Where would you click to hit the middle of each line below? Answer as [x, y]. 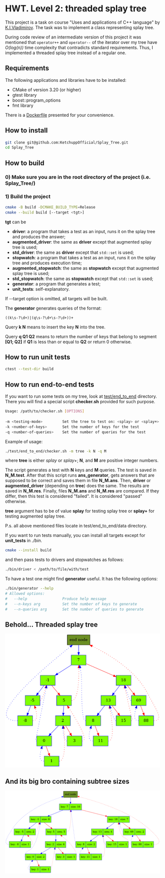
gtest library [24, 95]
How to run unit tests [38, 357]
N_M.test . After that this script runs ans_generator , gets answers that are [80, 475]
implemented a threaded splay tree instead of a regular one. [66, 53]
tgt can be [15, 222]
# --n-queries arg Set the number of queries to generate [74, 609]
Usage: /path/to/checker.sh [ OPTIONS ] [45, 411]
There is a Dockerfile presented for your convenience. [60, 115]
